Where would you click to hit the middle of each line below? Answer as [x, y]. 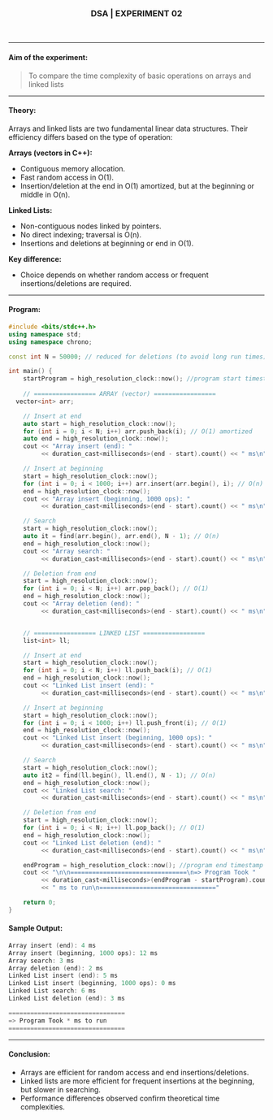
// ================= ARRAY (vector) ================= [120, 394]
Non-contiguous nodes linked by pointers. [91, 226]
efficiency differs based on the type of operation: [91, 137]
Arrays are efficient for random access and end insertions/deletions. [134, 1072]
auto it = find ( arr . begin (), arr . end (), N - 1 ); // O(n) [121, 536]
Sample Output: [36, 928]
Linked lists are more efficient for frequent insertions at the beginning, [137, 1081]
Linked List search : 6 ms [52, 991]
